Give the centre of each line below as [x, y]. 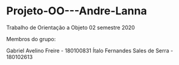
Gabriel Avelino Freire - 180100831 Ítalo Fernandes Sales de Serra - [90, 50]
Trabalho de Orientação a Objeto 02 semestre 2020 [70, 27]
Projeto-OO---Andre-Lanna [76, 11]
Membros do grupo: [31, 39]
